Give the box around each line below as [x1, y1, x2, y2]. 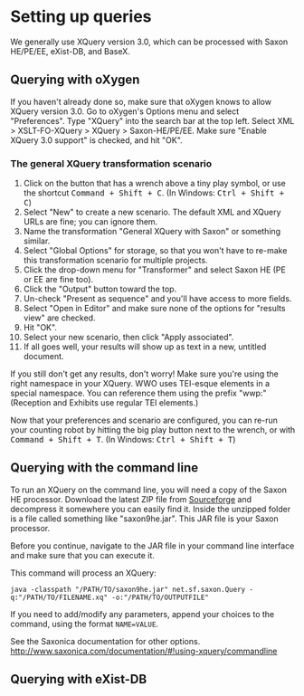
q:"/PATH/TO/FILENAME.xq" [10, 593, 108, 602]
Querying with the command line [10, 460, 199, 476]
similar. [23, 235, 51, 246]
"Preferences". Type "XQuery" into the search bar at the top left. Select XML [10, 115, 295, 126]
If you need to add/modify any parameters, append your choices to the [10, 608, 275, 619]
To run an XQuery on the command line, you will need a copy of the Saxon [10, 484, 288, 495]
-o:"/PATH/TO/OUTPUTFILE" [110, 593, 209, 602]
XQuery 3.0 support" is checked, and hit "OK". [10, 134, 184, 146]
